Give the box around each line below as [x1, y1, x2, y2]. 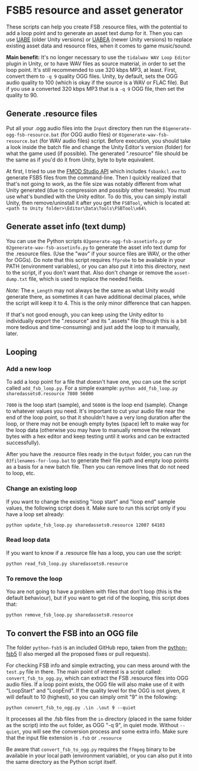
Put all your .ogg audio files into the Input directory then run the [6, 124, 161, 131]
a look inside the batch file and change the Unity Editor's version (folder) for [6, 143, 191, 150]
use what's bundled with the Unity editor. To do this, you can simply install [6, 192, 187, 200]
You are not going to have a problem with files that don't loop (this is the [6, 588, 182, 595]
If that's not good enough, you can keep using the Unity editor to [6, 311, 164, 318]
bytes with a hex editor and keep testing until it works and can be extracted [6, 433, 190, 440]
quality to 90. [6, 91, 38, 99]
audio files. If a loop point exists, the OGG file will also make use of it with [6, 681, 185, 688]
